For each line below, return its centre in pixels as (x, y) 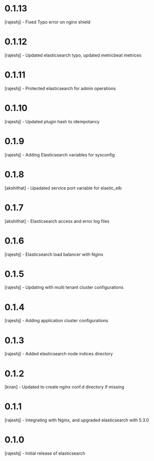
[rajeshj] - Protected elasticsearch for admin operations (60, 88)
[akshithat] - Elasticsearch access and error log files (57, 221)
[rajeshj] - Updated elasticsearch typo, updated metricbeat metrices (73, 55)
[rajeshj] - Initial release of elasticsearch (45, 453)
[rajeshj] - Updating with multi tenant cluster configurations (64, 288)
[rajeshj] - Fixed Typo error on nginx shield (48, 22)
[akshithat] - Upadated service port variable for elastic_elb (63, 188)
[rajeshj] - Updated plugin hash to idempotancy (52, 121)
